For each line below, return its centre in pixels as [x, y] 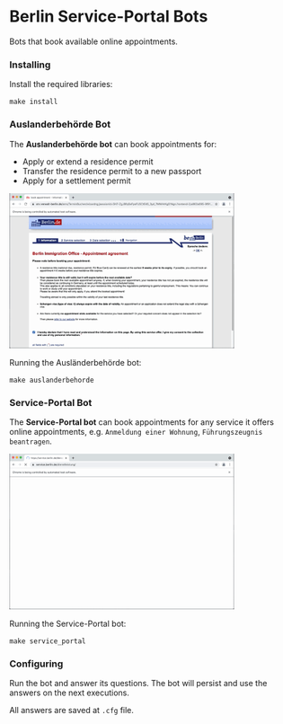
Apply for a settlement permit [76, 181]
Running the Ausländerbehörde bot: [75, 363]
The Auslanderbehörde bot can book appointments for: [113, 144]
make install [34, 102]
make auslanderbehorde [52, 380]
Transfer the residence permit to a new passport [112, 171]
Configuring [36, 664]
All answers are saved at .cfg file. [72, 711]
